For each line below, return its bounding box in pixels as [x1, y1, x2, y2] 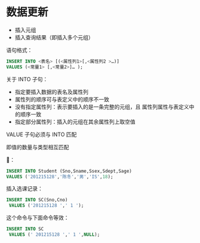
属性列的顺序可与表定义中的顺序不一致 [14, 96, 109, 103]
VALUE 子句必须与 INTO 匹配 [6, 131, 77, 138]
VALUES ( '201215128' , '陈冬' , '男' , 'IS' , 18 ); [6, 174, 113, 180]
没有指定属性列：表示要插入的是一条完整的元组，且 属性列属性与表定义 [14, 103, 189, 110]
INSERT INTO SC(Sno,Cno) [6, 197, 68, 203]
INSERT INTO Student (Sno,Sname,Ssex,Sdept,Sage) [6, 168, 133, 174]
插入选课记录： [6, 185, 43, 192]
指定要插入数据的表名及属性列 [14, 88, 88, 96]
